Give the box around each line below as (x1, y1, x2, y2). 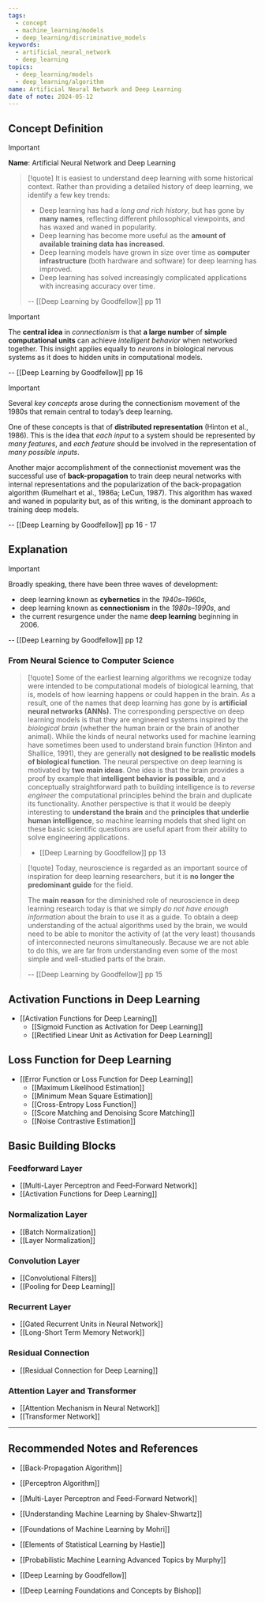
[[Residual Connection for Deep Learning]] (19, 1366, 159, 1375)
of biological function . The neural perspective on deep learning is (27, 757, 243, 767)
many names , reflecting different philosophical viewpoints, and (39, 214, 245, 224)
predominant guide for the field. (27, 880, 133, 890)
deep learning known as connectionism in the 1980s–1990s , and (19, 603, 230, 612)
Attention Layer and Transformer (8, 1385, 136, 1396)
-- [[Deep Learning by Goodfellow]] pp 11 (27, 297, 162, 306)
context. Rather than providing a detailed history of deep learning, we (27, 182, 254, 191)
